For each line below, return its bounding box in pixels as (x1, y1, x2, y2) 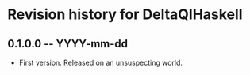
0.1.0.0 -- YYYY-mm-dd (7, 37, 129, 51)
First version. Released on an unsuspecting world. (18, 58, 183, 67)
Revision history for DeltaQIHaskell (7, 6, 243, 24)
